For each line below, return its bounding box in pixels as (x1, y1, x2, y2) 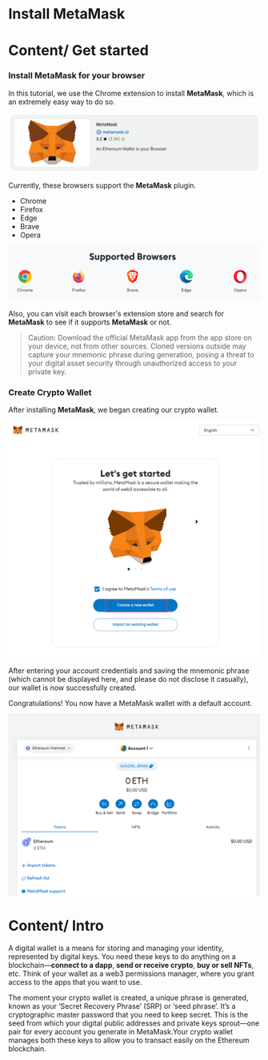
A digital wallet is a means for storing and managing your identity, (8, 943, 224, 953)
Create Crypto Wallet (8, 387, 92, 398)
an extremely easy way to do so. (8, 97, 116, 107)
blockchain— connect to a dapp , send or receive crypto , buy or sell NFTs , (8, 961, 254, 970)
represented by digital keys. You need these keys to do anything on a (8, 952, 236, 961)
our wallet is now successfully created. (8, 683, 138, 692)
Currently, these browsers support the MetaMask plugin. (8, 181, 197, 191)
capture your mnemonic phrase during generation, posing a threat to (27, 350, 254, 360)
